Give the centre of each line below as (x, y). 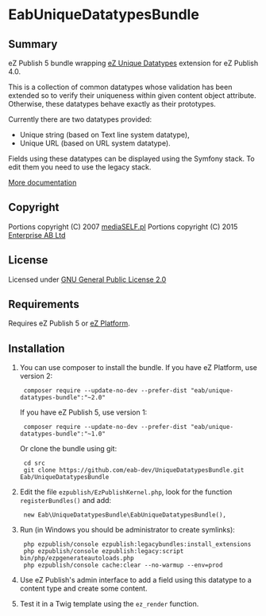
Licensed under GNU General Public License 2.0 (87, 279)
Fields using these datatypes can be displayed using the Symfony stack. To (132, 158)
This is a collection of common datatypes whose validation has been (120, 87)
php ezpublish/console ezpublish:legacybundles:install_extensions (137, 544)
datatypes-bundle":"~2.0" (62, 398)
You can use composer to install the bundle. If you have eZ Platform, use (139, 368)
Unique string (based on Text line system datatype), (104, 135)
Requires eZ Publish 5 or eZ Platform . (69, 323)
